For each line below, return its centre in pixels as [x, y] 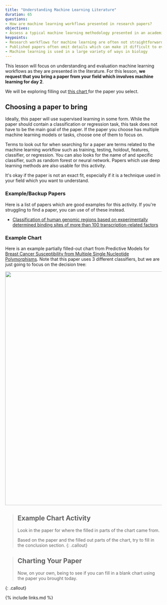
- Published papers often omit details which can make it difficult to [81, 47]
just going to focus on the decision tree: [46, 264]
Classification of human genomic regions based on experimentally [80, 219]
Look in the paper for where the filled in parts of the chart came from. [88, 530]
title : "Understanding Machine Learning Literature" [61, 10]
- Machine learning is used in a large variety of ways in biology [77, 51]
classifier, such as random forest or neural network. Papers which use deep [83, 161]
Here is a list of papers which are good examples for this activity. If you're [81, 204]
